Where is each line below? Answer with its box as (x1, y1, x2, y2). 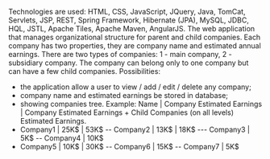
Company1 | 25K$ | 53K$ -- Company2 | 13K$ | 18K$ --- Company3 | (19, 124, 251, 134)
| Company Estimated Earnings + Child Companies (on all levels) (19, 108, 235, 117)
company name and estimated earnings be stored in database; (19, 91, 228, 100)
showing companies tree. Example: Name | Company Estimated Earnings (19, 100, 263, 108)
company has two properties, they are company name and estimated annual (8, 41, 262, 51)
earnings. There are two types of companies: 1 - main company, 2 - (8, 50, 232, 59)
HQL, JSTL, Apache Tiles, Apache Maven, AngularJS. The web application (8, 24, 255, 33)
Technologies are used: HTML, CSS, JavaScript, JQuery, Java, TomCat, (8, 7, 246, 16)
